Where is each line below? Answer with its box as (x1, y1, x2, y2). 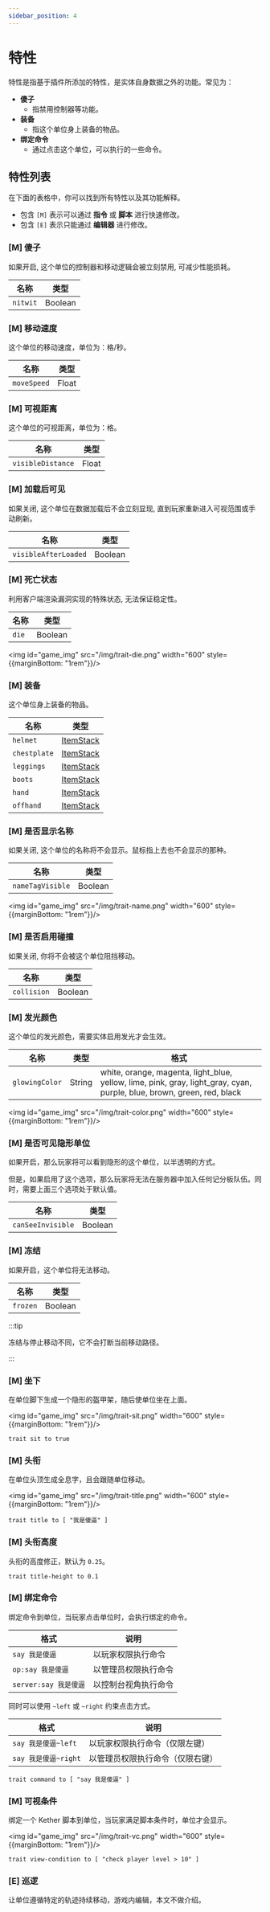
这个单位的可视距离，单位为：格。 (8, 423, 121, 432)
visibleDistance (12, 459, 75, 469)
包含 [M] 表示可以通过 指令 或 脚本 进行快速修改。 (19, 210, 184, 219)
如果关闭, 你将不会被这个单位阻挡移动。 (8, 951, 139, 960)
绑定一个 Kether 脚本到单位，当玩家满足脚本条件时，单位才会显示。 (8, 1816, 231, 1825)
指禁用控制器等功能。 (31, 104, 103, 113)
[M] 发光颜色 (8, 1012, 58, 1023)
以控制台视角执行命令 (92, 1679, 174, 1690)
